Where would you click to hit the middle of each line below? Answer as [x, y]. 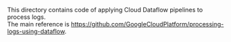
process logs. [27, 17]
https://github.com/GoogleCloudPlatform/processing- [147, 24]
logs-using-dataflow [36, 31]
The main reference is [38, 24]
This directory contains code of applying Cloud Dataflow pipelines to [105, 10]
